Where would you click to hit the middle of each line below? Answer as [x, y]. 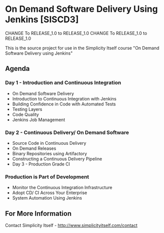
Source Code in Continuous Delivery [49, 143]
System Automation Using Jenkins [47, 198]
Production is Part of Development [47, 177]
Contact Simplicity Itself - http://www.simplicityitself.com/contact [71, 226]
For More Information [38, 214]
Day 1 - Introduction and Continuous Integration [63, 83]
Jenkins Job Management [39, 120]
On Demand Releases [34, 148]
